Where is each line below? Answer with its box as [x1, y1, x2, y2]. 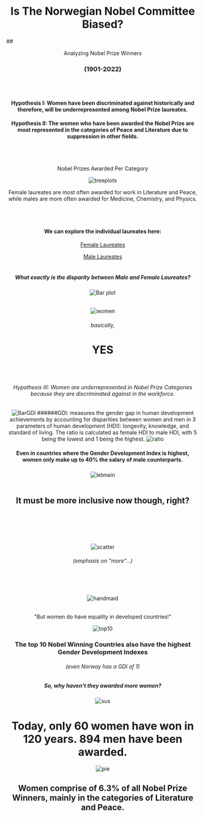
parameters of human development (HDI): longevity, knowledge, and [16, 422, 190, 430]
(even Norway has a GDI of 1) [65, 663, 140, 671]
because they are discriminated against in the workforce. [30, 390, 175, 398]
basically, [90, 321, 115, 329]
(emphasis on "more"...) [72, 557, 133, 564]
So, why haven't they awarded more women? [43, 682, 162, 690]
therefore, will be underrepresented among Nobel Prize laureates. [17, 105, 188, 113]
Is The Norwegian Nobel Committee [10, 4, 196, 18]
